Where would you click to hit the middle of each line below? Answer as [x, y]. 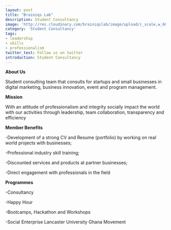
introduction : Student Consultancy [43, 57]
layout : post [19, 10]
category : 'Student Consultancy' [41, 29]
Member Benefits [24, 127]
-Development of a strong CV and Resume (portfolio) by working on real [81, 138]
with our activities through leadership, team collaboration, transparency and [85, 112]
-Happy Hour [19, 202]
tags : [11, 34]
